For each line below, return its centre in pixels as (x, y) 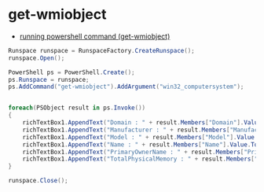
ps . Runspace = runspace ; (49, 79)
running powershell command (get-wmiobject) (95, 36)
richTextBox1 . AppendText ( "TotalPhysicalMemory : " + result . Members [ (139, 159)
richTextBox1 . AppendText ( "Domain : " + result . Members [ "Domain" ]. (133, 123)
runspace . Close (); (38, 181)
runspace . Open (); (37, 58)
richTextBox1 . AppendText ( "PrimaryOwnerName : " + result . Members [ (133, 152)
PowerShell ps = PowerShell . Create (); (71, 72)
